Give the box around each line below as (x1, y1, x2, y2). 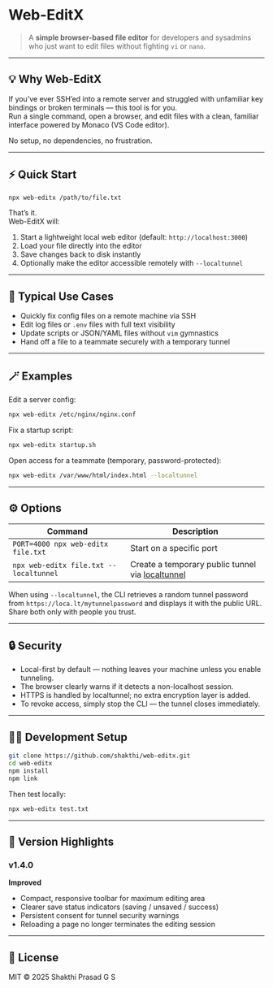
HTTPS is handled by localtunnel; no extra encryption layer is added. (19, 691, 250, 700)
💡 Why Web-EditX (8, 72, 102, 86)
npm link (8, 774, 38, 782)
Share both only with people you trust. (8, 607, 136, 617)
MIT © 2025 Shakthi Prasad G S (8, 973, 116, 981)
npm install (8, 766, 49, 775)
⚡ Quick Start (8, 168, 77, 182)
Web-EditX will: (8, 217, 60, 227)
